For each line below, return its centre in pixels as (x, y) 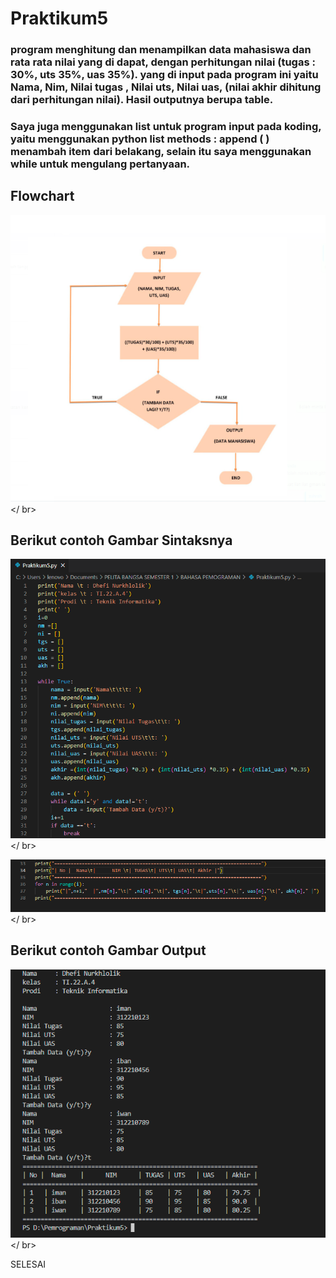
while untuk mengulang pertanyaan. (100, 164)
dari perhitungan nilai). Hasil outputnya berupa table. (142, 100)
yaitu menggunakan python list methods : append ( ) (140, 139)
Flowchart (42, 196)
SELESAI (28, 1264)
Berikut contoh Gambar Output (108, 950)
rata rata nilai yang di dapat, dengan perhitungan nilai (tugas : (163, 62)
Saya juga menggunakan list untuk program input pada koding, (166, 127)
